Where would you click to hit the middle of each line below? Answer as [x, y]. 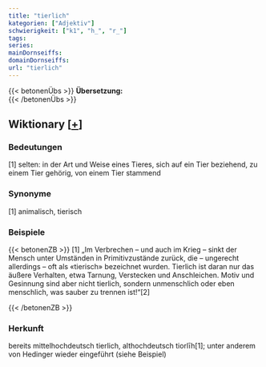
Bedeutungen [35, 147]
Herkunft [26, 328]
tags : [17, 38]
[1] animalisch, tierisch [45, 211]
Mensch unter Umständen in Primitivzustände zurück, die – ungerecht [124, 258]
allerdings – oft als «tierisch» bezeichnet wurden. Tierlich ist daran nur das [131, 267]
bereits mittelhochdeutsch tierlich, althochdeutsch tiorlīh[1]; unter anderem [132, 346]
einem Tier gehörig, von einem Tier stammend [85, 173]
